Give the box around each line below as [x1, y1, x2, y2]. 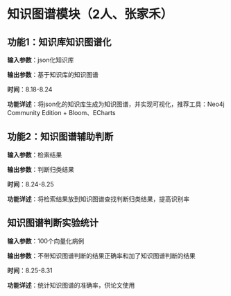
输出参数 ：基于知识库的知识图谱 [7, 71, 99, 78]
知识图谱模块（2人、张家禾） [7, 6, 173, 22]
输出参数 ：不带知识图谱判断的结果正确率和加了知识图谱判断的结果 [7, 251, 196, 260]
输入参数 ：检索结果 [7, 150, 62, 159]
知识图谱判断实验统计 [7, 217, 99, 229]
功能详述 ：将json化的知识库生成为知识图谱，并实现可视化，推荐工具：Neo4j [7, 100, 225, 108]
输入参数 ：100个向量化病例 [7, 236, 85, 245]
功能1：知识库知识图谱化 [7, 36, 112, 48]
